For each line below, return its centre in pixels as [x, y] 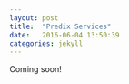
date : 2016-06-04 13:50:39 [64, 35]
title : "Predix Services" [60, 26]
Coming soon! [35, 69]
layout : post [34, 18]
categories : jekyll [46, 43]
